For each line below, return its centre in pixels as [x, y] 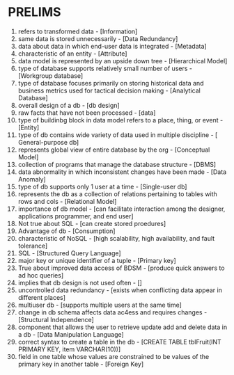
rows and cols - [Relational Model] [67, 201]
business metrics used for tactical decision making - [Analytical [109, 90]
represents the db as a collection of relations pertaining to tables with [118, 194]
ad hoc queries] [41, 275]
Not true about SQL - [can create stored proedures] [92, 223]
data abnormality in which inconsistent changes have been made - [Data [122, 172]
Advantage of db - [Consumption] [67, 231]
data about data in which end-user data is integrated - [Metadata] [112, 46]
